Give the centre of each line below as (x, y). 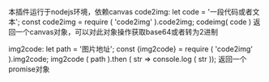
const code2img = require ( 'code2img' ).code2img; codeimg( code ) (137, 22)
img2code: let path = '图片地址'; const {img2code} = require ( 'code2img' (131, 49)
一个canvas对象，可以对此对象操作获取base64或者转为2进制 (117, 32)
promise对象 (29, 69)
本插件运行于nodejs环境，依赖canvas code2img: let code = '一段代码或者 (130, 12)
